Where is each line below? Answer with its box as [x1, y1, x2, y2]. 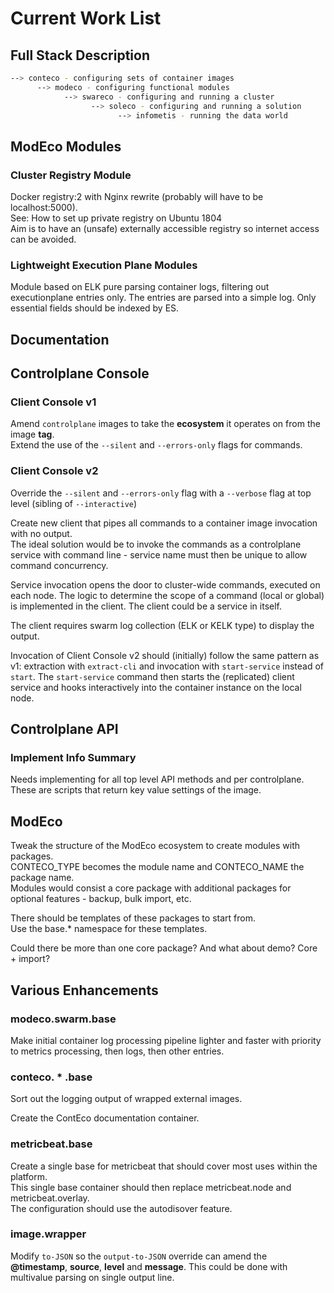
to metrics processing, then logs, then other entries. [10, 1045, 225, 1057]
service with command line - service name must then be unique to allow [10, 548, 308, 561]
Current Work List [10, 7, 162, 30]
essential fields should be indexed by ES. [10, 302, 180, 314]
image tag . [10, 428, 55, 441]
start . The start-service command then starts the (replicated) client [10, 670, 295, 682]
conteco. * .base [10, 1070, 93, 1084]
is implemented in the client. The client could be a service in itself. [10, 600, 283, 612]
